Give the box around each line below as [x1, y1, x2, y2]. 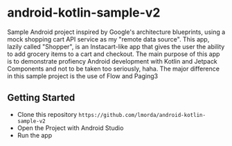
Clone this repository [17, 110, 78, 118]
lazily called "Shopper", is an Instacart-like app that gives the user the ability [7, 42, 225, 51]
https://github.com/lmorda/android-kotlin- [78, 111, 206, 118]
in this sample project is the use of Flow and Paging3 [7, 71, 158, 80]
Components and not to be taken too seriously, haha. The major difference [7, 64, 220, 73]
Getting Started [7, 92, 75, 104]
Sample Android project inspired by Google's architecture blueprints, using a [7, 28, 226, 36]
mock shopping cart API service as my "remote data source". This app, [7, 35, 210, 43]
